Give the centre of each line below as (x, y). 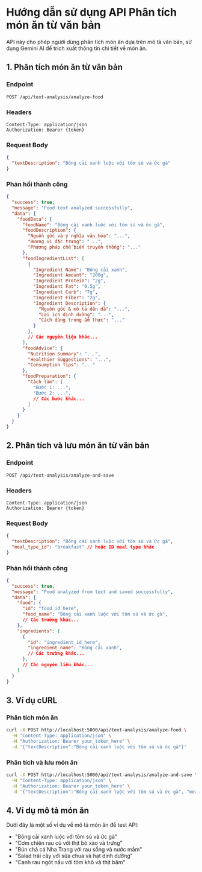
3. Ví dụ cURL (32, 700)
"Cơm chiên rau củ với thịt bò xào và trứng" (69, 843)
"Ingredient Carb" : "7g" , (65, 292)
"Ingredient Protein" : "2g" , (69, 281)
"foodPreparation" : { (49, 377)
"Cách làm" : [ (45, 382)
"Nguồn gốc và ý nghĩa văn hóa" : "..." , (79, 236)
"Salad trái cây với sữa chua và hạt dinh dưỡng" (74, 856)
